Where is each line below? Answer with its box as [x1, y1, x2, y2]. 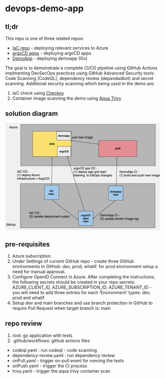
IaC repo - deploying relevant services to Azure [12, 45, 109, 51]
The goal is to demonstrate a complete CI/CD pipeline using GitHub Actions [5, 65, 158, 71]
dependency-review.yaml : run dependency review [12, 352, 115, 358]
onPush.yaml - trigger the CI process [12, 363, 87, 369]
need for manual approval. [12, 269, 66, 275]
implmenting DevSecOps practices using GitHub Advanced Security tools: [5, 70, 155, 76]
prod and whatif [12, 295, 45, 301]
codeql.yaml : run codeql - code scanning [12, 347, 97, 353]
